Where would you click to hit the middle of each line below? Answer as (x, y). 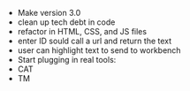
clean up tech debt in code (66, 22)
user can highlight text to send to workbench (99, 50)
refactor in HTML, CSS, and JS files (82, 31)
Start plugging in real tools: (67, 60)
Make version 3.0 (49, 13)
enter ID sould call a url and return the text (95, 41)
